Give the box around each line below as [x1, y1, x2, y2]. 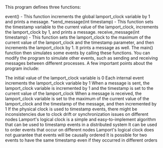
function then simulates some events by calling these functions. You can [5, 50, 150, 56]
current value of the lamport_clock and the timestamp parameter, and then [5, 40, 154, 45]
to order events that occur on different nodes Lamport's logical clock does [5, 127, 154, 132]
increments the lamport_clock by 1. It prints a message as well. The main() [5, 45, 153, 50]
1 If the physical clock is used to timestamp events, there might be [5, 106, 138, 112]
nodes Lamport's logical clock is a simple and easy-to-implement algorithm [5, 117, 156, 122]
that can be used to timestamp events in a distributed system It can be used [5, 122, 157, 127]
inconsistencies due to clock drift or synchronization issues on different [5, 111, 148, 117]
